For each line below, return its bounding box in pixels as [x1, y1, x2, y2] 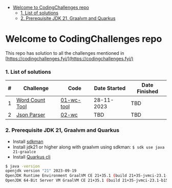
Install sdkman [12, 138, 44, 144]
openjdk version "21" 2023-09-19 [5, 169, 77, 174]
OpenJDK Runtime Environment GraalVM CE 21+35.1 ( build [5, 173, 127, 178]
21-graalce [12, 149, 36, 154]
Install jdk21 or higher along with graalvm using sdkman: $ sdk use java [12, 143, 165, 150]
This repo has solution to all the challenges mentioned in [5, 50, 124, 56]
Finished [136, 88, 159, 95]
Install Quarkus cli [12, 154, 51, 160]
